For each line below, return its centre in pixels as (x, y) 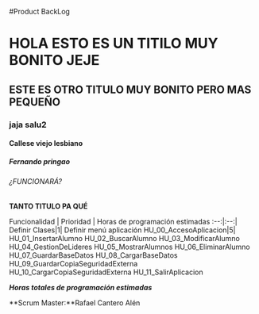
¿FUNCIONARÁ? (36, 182)
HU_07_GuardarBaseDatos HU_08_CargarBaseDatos (93, 255)
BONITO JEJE (54, 61)
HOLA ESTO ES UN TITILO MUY (114, 44)
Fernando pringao (40, 161)
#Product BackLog (40, 11)
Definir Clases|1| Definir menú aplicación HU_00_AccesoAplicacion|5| (122, 230)
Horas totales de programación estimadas (81, 287)
